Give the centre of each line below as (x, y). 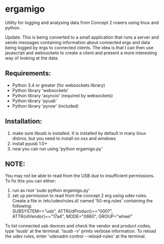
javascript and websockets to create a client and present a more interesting (81, 53)
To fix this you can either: (31, 181)
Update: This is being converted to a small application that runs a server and (82, 37)
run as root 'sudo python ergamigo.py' (51, 190)
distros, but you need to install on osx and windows (64, 138)
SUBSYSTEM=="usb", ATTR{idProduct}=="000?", (62, 211)
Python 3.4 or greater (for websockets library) (59, 85)
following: (22, 206)
